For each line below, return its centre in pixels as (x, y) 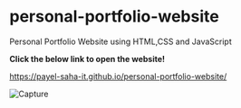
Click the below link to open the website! (87, 58)
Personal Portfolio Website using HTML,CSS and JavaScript (121, 41)
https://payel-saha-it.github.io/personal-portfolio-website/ (118, 76)
